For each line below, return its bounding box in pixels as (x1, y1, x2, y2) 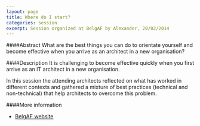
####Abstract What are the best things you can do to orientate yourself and (6, 42, 193, 49)
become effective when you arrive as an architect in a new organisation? (6, 48, 185, 55)
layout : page (6, 8, 39, 15)
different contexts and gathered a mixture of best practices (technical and (6, 84, 188, 91)
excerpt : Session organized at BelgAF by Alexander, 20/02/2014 (6, 25, 170, 31)
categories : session (6, 20, 58, 26)
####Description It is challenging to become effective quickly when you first (6, 59, 195, 67)
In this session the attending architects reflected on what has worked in (6, 77, 182, 84)
